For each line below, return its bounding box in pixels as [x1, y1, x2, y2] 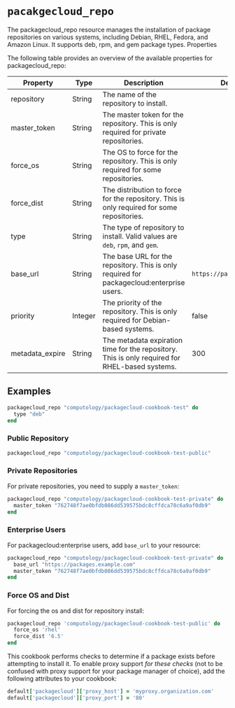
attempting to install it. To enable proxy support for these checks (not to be [7, 660, 223, 668]
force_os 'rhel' [13, 626, 61, 634]
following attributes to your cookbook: [7, 674, 117, 683]
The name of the [102, 90, 157, 99]
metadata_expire [10, 348, 66, 358]
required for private [102, 127, 166, 137]
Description [123, 78, 164, 87]
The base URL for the [102, 251, 173, 261]
